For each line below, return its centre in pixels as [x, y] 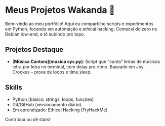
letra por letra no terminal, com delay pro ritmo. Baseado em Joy [78, 66]
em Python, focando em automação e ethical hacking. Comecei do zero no [81, 29]
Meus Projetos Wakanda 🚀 [60, 10]
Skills [14, 87]
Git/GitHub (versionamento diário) [47, 104]
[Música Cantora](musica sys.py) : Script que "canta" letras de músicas [86, 62]
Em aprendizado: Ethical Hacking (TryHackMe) [60, 110]
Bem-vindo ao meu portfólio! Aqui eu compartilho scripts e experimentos [79, 24]
